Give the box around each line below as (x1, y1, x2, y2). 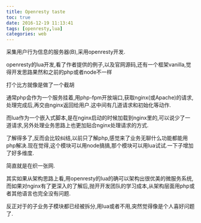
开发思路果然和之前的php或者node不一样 (11, 68, 112, 76)
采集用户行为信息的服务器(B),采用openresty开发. (6, 49, 126, 56)
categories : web (6, 31, 47, 37)
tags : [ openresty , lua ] (6, 25, 63, 32)
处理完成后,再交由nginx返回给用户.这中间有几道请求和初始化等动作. (6, 101, 172, 109)
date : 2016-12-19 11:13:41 (6, 20, 74, 26)
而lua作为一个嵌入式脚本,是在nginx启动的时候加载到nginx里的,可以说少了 (6, 114, 185, 122)
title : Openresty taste (6, 8, 66, 15)
